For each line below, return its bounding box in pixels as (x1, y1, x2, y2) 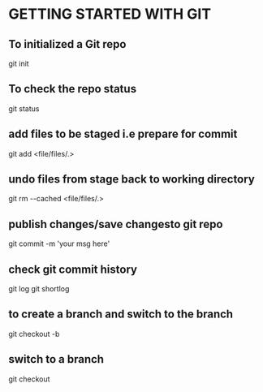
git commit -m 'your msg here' (8, 239, 110, 248)
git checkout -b (8, 329, 60, 338)
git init (8, 58, 30, 68)
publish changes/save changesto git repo (8, 217, 223, 231)
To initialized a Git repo (8, 37, 127, 51)
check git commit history (8, 262, 138, 276)
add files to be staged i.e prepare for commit (8, 127, 238, 141)
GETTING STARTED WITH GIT (8, 5, 212, 24)
